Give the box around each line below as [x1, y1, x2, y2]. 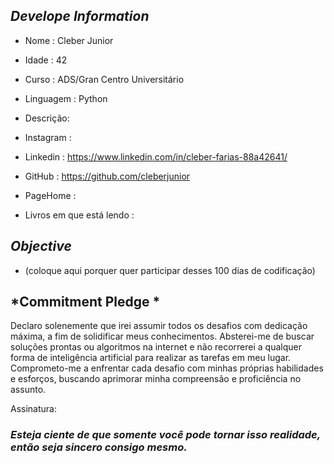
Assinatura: [10, 403, 57, 415]
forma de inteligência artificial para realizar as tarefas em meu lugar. [10, 352, 292, 364]
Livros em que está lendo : [24, 209, 135, 221]
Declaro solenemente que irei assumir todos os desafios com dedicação [10, 320, 308, 332]
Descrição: [24, 112, 70, 124]
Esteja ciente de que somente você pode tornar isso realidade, [10, 428, 321, 442]
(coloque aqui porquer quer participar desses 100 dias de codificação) [24, 264, 316, 276]
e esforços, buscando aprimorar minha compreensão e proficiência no [10, 373, 302, 385]
